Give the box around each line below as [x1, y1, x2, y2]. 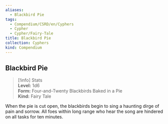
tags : [5, 17, 17, 22]
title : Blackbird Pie [5, 36, 51, 41]
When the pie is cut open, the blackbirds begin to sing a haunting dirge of [5, 103, 159, 109]
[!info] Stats [17, 77, 43, 84]
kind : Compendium [5, 45, 42, 50]
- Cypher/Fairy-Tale [10, 31, 53, 36]
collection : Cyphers [5, 40, 49, 46]
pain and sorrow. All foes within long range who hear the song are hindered [5, 108, 163, 114]
